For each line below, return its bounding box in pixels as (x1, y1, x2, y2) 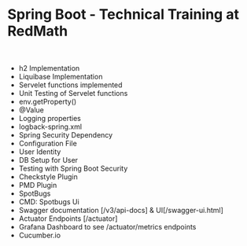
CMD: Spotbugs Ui (18, 196, 79, 206)
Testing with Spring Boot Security (18, 163, 128, 173)
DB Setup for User (18, 155, 79, 164)
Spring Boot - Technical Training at (7, 6, 239, 24)
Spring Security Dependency (18, 130, 113, 139)
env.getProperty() (18, 97, 77, 106)
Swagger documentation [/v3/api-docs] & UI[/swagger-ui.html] (18, 205, 223, 215)
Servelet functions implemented (18, 80, 123, 90)
